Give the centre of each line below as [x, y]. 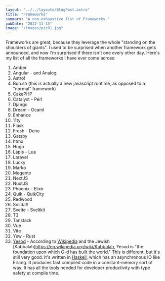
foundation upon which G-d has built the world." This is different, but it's [86, 252]
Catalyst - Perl [27, 99]
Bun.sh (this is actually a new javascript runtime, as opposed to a [79, 84]
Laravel [20, 157]
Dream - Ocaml [28, 110]
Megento [22, 173]
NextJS [20, 178]
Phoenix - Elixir [28, 189]
